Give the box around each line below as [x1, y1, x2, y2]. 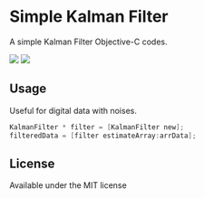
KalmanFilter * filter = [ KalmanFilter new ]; [9, 122, 184, 132]
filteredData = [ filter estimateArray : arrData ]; [9, 131, 197, 140]
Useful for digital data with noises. [9, 105, 138, 116]
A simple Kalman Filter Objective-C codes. [9, 36, 168, 47]
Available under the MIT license [9, 180, 127, 191]
